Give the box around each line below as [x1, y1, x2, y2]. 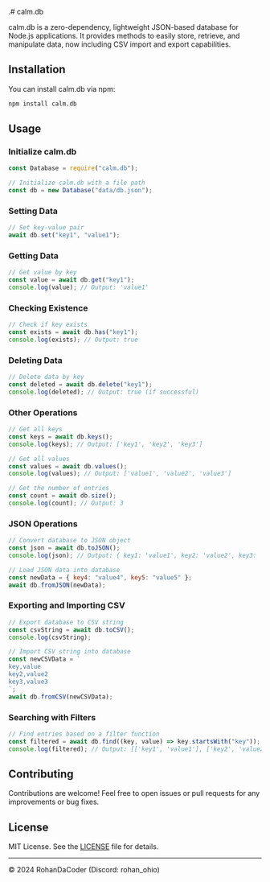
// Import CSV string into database [8, 648, 131, 656]
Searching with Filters [8, 711, 96, 723]
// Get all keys [8, 426, 63, 434]
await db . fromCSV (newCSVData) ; [8, 692, 113, 701]
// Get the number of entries [8, 484, 110, 493]
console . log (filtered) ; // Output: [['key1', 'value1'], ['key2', [8, 744, 235, 753]
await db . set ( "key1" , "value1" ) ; [8, 231, 121, 240]
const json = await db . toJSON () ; [8, 544, 121, 552]
